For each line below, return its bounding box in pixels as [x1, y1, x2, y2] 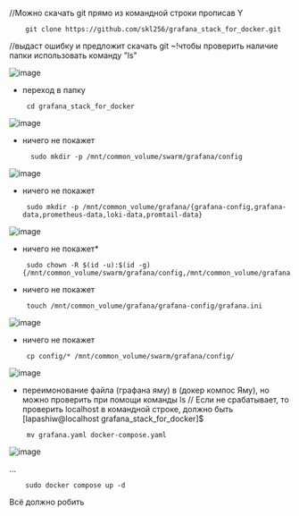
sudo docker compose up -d [25, 481, 126, 490]
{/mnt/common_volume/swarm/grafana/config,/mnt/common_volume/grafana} [21, 268, 295, 277]
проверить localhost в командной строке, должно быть [21, 404, 234, 414]
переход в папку [21, 85, 87, 95]
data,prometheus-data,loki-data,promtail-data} [21, 210, 203, 219]
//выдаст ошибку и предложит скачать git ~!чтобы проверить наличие [9, 40, 278, 51]
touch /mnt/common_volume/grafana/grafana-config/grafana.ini [26, 301, 263, 310]
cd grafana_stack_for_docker [26, 102, 136, 111]
